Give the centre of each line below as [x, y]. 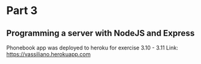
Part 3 [22, 11]
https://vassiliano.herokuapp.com [49, 54]
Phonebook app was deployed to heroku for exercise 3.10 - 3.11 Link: [92, 48]
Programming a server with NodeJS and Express [100, 33]
